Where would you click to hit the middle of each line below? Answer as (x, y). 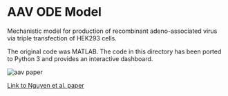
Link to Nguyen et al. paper (46, 85)
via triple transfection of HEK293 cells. (62, 38)
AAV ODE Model (55, 12)
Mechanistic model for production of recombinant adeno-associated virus (112, 31)
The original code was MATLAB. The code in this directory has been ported (114, 51)
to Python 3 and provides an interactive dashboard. (80, 58)
